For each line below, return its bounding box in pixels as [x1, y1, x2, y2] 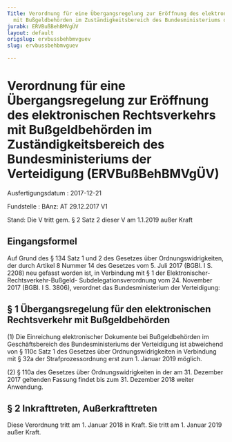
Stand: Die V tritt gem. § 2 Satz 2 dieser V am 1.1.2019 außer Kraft [7, 215, 193, 224]
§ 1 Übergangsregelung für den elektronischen [7, 303, 211, 315]
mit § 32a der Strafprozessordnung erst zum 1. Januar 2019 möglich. [7, 354, 202, 363]
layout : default [7, 29, 54, 37]
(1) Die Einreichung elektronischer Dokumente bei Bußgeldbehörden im [7, 332, 209, 340]
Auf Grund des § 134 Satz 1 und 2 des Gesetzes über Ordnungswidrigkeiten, [7, 253, 224, 262]
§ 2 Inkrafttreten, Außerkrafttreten [7, 402, 157, 414]
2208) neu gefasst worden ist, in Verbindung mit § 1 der [7, 269, 166, 277]
